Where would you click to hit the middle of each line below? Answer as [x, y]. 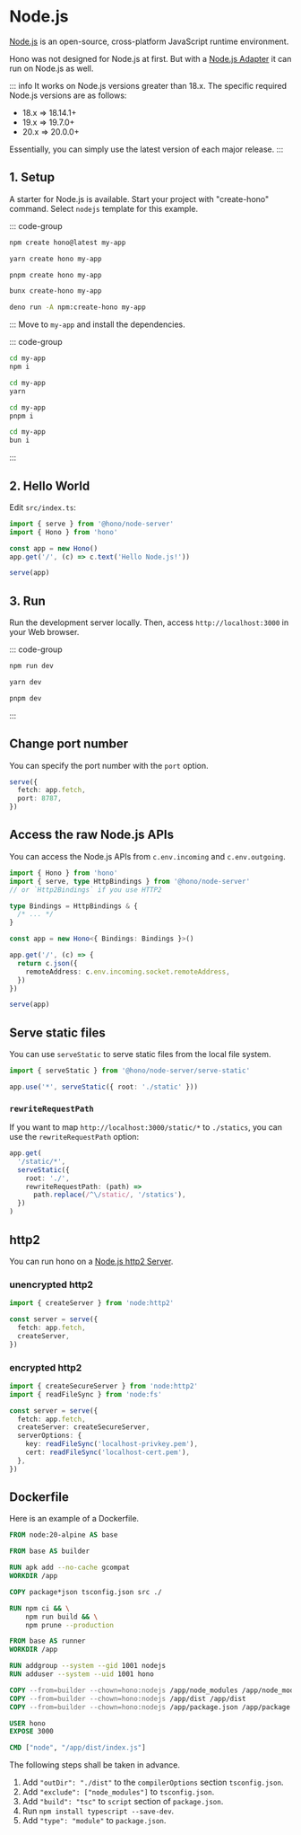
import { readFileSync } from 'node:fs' [86, 1394]
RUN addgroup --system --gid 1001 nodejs [88, 1666]
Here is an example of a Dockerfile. [74, 1519]
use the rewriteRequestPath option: [74, 1137]
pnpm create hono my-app [56, 275]
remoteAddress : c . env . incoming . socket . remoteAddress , [128, 972]
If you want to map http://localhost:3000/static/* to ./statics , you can [146, 1127]
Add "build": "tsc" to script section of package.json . [123, 1802]
